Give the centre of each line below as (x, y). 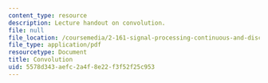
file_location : (33, 38)
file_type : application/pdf (55, 45)
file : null (26, 30)
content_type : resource (48, 15)
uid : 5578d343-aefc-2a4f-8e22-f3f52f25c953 (82, 67)
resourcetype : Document (48, 52)
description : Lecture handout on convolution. (87, 23)
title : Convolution (41, 60)
